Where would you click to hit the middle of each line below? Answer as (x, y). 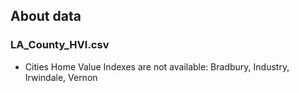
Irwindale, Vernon (61, 77)
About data (46, 16)
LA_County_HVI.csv (60, 45)
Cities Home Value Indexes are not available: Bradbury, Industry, (157, 66)
